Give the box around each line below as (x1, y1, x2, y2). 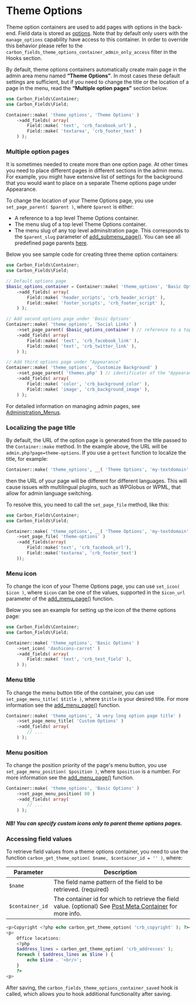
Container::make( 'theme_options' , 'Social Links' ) (6, 321, 137, 327)
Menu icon (6, 569, 37, 577)
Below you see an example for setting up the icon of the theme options (6, 607, 176, 614)
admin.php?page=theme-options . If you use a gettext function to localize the (6, 449, 187, 456)
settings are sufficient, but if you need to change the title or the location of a (6, 78, 189, 85)
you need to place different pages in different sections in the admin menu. (6, 167, 184, 174)
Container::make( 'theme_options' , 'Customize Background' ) (6, 365, 158, 371)
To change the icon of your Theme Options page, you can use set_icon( (6, 583, 180, 590)
